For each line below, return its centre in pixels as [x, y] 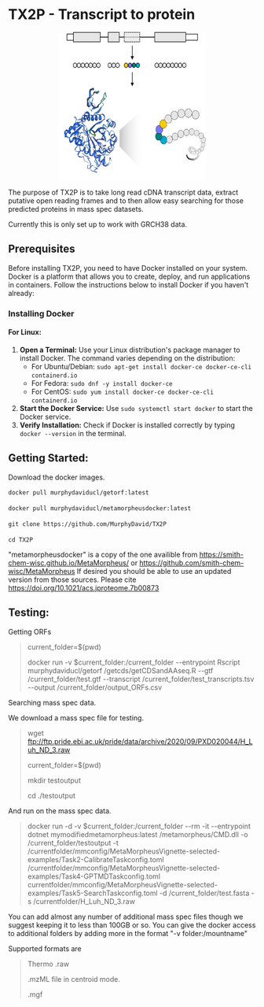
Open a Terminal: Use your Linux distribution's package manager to [130, 350]
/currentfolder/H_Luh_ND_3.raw [84, 901]
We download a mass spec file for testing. [76, 717]
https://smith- [222, 554]
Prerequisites [42, 249]
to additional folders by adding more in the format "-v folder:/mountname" [128, 933]
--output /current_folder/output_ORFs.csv [95, 687]
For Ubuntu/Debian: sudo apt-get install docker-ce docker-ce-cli [141, 366]
